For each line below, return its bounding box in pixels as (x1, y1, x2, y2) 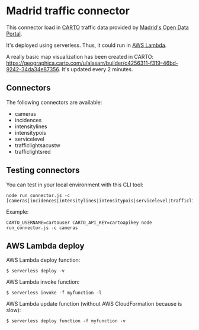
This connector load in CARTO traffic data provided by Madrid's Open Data (6, 24, 190, 31)
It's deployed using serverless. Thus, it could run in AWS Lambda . (6, 42, 167, 49)
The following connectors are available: (6, 99, 102, 106)
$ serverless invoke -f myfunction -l (6, 290, 102, 296)
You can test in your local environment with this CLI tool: (6, 181, 144, 188)
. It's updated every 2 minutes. (59, 65, 133, 72)
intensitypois (14, 129, 46, 136)
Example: (6, 208, 29, 215)
